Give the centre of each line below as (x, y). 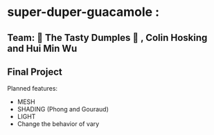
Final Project (35, 72)
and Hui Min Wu (42, 48)
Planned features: (32, 89)
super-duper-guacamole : (83, 12)
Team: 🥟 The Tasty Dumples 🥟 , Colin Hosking (107, 38)
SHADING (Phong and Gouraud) (63, 109)
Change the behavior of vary (58, 124)
